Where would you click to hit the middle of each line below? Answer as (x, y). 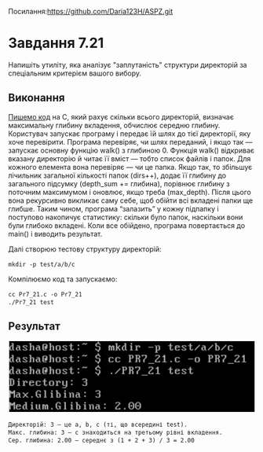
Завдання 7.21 (56, 43)
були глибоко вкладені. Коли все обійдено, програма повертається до (127, 225)
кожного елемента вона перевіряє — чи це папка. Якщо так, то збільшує (130, 167)
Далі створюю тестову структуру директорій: (85, 249)
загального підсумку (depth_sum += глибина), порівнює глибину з (119, 183)
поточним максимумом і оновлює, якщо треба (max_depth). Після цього (130, 192)
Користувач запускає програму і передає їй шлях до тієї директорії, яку (130, 134)
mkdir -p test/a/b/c (42, 264)
